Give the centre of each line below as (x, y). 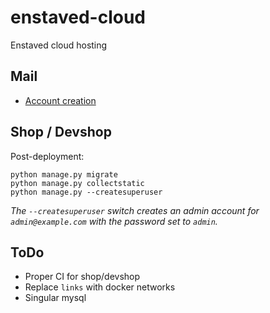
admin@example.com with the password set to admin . (114, 221)
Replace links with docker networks (100, 287)
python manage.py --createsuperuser (86, 192)
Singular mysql (55, 298)
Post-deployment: (47, 156)
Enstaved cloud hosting (59, 45)
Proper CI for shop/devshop (82, 277)
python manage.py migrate (64, 174)
